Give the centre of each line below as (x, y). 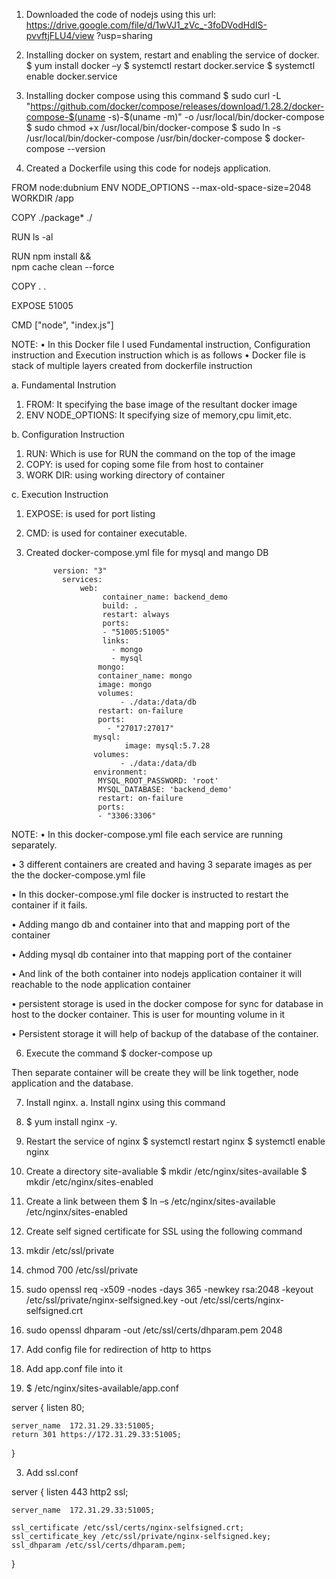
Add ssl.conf (52, 1472)
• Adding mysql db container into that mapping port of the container (152, 954)
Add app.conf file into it (74, 1368)
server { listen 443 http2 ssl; (70, 1492)
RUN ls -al (32, 237)
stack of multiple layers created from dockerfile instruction (132, 365)
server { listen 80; (48, 1407)
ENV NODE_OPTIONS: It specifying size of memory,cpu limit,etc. (159, 415)
